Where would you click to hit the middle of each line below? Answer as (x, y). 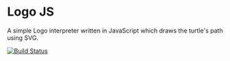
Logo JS (31, 12)
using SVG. (23, 37)
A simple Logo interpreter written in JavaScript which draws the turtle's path (115, 30)
